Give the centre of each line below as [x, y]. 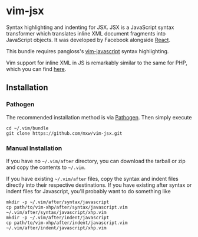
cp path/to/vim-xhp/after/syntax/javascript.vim [67, 207]
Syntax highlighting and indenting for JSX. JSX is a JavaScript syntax [90, 27]
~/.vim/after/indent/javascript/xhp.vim [57, 228]
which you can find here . [36, 69]
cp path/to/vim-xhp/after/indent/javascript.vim [67, 223]
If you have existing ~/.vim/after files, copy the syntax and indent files [92, 178]
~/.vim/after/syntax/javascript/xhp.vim [57, 212]
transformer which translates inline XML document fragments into [86, 33]
